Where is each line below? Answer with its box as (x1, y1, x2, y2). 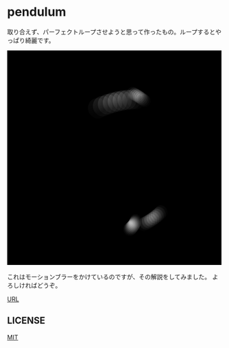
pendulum (7, 4, 67, 20)
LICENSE (7, 315, 46, 327)
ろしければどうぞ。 (7, 281, 62, 289)
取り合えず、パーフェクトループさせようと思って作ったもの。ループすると (7, 27, 216, 36)
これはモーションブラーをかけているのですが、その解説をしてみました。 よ (7, 272, 219, 281)
